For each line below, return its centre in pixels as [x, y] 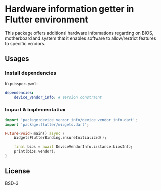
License [17, 171]
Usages [17, 59]
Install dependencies [31, 73]
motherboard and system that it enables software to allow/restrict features [80, 38]
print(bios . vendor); [35, 151]
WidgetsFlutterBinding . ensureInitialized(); [60, 138]
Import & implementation [35, 110]
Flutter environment [47, 19]
